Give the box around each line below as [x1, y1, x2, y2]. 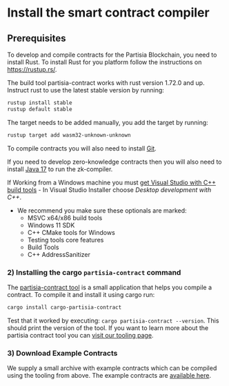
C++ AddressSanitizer [27, 250, 91, 258]
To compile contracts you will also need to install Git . [7, 144, 157, 153]
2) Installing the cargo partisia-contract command [7, 267, 181, 277]
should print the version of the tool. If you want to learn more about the [7, 323, 209, 332]
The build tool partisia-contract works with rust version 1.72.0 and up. [7, 79, 205, 87]
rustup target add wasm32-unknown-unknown [7, 131, 131, 139]
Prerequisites [7, 32, 66, 44]
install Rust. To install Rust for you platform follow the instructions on [7, 58, 202, 66]
